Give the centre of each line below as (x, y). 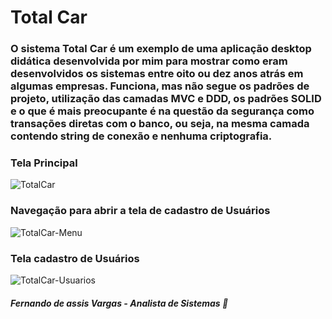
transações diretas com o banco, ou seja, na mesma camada (160, 124)
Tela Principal (44, 163)
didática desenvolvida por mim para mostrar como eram (149, 61)
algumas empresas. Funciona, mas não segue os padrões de (160, 86)
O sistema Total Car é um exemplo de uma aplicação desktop (161, 49)
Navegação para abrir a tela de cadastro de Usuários (140, 211)
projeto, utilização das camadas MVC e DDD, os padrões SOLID (166, 99)
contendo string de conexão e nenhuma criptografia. (141, 136)
